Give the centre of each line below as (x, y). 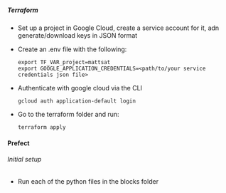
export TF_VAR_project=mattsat (64, 62)
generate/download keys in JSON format (77, 35)
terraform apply (42, 127)
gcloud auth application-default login (77, 101)
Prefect (18, 143)
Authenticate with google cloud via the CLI (80, 88)
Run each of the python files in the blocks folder (88, 181)
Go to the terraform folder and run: (68, 114)
